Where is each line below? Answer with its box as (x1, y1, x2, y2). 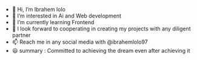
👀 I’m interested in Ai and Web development (12, 12, 122, 19)
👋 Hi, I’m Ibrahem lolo (12, 6, 65, 13)
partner (12, 32, 32, 39)
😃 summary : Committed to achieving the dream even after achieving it (12, 47, 190, 54)
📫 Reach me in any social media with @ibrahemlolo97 (12, 38, 149, 45)
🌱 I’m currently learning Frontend (12, 19, 95, 25)
